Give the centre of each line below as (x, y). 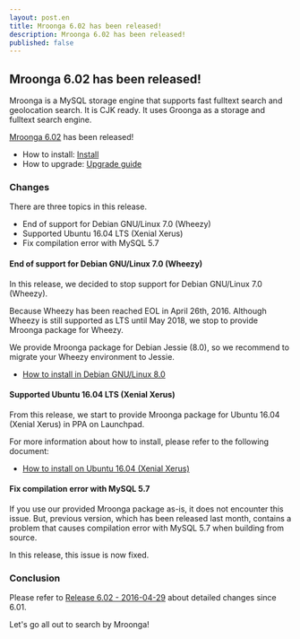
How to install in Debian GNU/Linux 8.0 (94, 374)
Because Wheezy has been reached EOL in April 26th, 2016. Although (138, 311)
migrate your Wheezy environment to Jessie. (92, 356)
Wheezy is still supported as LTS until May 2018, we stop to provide (133, 320)
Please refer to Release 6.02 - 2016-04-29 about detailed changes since (143, 598)
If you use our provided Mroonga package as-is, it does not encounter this (146, 509)
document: (29, 451)
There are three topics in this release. (78, 206)
